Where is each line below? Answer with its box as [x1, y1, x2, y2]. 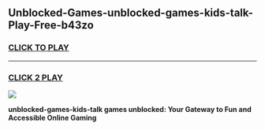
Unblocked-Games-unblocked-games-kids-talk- [8, 6, 254, 20]
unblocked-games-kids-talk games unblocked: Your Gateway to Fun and [8, 104, 252, 113]
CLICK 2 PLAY [8, 72, 63, 83]
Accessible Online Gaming [8, 113, 97, 122]
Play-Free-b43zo [8, 19, 95, 32]
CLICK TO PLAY [8, 43, 69, 54]
